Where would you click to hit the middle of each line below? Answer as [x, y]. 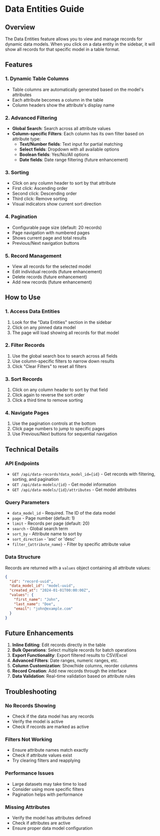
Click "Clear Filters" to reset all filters [49, 366]
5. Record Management [33, 256]
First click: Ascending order [40, 188]
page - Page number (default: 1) [43, 518]
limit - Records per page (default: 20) [51, 523]
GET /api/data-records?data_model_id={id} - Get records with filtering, [84, 474]
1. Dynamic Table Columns [37, 78]
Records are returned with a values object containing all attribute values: [78, 568]
